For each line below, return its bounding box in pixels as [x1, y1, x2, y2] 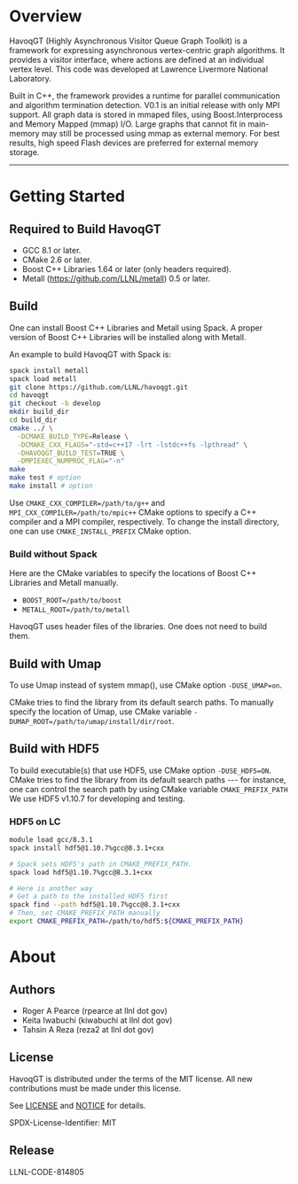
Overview [9, 6, 82, 27]
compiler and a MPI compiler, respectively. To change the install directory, [9, 516, 279, 526]
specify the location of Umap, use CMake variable [9, 706, 192, 717]
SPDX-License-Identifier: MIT [9, 1117, 117, 1127]
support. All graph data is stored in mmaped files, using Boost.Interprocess [9, 109, 284, 120]
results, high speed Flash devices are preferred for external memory [9, 137, 259, 148]
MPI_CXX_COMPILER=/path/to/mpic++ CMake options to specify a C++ [9, 507, 257, 518]
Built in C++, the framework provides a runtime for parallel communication [9, 90, 281, 101]
